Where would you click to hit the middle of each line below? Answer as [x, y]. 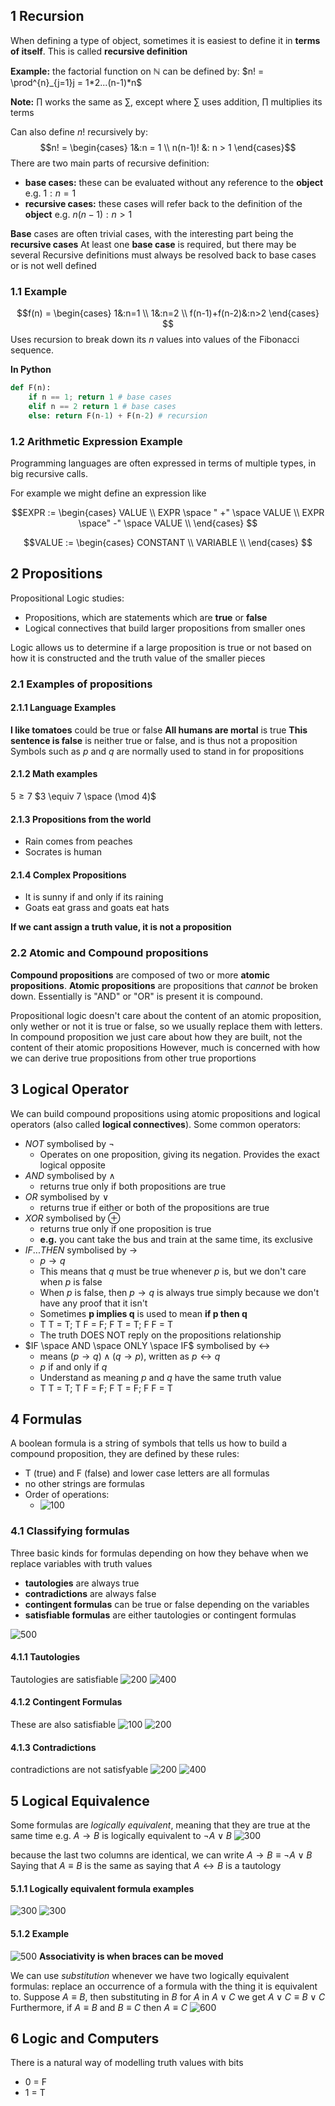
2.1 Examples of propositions [81, 684]
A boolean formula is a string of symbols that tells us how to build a [149, 1443]
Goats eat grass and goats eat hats [97, 908]
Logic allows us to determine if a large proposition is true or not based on [161, 647]
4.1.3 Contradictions [53, 1747]
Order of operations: [67, 1495]
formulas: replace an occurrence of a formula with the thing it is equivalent [164, 1986]
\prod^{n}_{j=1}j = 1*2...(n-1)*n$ [76, 82]
